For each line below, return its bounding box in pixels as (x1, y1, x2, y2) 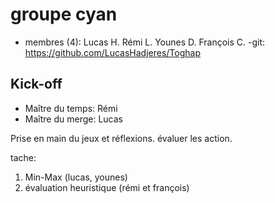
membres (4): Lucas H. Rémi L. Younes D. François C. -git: (24, 36, 266, 48)
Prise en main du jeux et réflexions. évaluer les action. (10, 132, 233, 144)
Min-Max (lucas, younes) (24, 171, 128, 183)
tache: (10, 151, 37, 163)
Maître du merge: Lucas (24, 113, 123, 125)
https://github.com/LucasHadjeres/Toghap (24, 46, 201, 58)
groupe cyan (10, 3, 118, 26)
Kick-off (10, 76, 63, 93)
